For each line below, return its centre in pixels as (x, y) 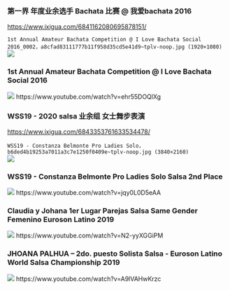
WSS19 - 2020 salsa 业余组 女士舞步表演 (76, 116)
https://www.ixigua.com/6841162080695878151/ (77, 27)
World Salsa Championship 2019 (64, 263)
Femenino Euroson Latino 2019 (61, 220)
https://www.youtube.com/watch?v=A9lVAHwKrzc (88, 279)
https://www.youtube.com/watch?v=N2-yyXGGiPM (89, 235)
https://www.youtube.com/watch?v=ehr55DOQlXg (88, 97)
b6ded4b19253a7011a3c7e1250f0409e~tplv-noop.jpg (79, 152)
